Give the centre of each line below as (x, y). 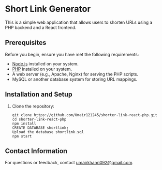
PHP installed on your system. (42, 69)
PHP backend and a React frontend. (41, 27)
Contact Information (36, 151)
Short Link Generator (48, 9)
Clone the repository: (33, 106)
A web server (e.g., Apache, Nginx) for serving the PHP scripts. (75, 74)
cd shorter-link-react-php (39, 119)
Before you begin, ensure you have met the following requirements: (72, 54)
